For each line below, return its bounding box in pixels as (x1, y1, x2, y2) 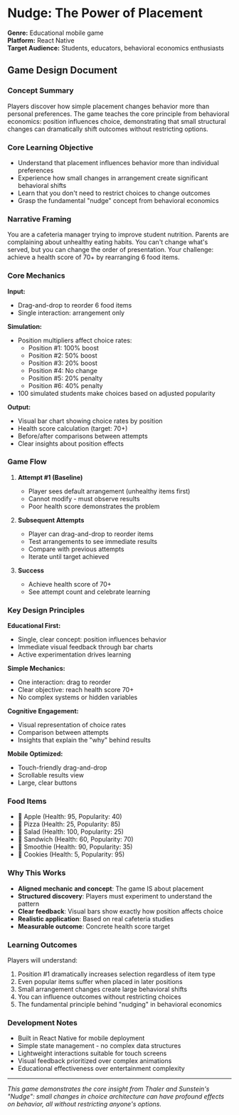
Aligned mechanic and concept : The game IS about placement (17, 884, 204, 893)
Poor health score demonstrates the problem (28, 502, 160, 511)
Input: (7, 287, 26, 295)
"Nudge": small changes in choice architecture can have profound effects (7, 1092, 225, 1101)
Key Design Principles (7, 605, 85, 615)
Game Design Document (7, 64, 117, 76)
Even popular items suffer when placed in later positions (17, 978, 183, 985)
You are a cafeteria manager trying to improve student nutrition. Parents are (7, 230, 229, 239)
